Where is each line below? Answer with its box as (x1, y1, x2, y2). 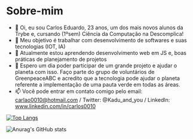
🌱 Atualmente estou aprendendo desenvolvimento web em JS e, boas (14, 49, 187, 56)
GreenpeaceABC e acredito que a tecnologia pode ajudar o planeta (14, 75, 180, 82)
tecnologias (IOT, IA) (14, 43, 66, 50)
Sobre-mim (6, 4, 64, 18)
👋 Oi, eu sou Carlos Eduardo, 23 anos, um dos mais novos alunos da (14, 24, 183, 31)
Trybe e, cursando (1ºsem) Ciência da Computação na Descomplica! (14, 30, 184, 37)
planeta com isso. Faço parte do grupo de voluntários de (14, 68, 155, 75)
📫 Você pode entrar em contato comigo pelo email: (14, 88, 143, 95)
